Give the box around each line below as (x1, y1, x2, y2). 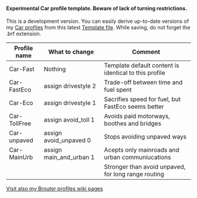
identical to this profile (104, 69, 165, 77)
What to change (48, 48, 94, 56)
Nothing (43, 65, 66, 73)
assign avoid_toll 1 (43, 116, 95, 124)
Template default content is (104, 62, 179, 70)
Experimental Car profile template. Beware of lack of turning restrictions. (6, 5, 188, 12)
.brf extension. (6, 30, 42, 38)
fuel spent (104, 86, 132, 94)
